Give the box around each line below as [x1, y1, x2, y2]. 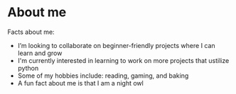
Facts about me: [7, 28, 55, 36]
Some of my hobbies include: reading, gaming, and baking [17, 71, 189, 80]
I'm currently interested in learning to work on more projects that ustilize [17, 56, 230, 64]
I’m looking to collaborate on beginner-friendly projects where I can [17, 41, 215, 49]
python [17, 64, 39, 72]
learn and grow [17, 49, 63, 57]
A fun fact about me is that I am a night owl [17, 78, 144, 87]
